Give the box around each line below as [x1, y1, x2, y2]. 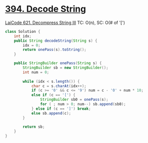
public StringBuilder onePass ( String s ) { [14, 61, 102, 66]
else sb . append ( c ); [31, 111, 71, 116]
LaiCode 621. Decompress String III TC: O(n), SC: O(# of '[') [5, 20, 125, 25]
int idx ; [14, 33, 32, 39]
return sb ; [23, 124, 45, 129]
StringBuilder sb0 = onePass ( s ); [40, 97, 109, 102]
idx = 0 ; [23, 43, 41, 48]
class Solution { [5, 29, 41, 34]
